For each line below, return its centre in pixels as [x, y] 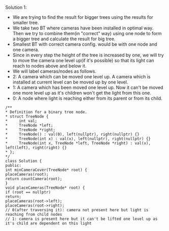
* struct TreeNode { [27, 117]
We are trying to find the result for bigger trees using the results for [83, 17]
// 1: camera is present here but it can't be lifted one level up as [81, 219]
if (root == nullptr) [28, 192]
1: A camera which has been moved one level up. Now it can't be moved [88, 88]
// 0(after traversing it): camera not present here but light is [77, 210]
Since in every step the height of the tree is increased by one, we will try [88, 55]
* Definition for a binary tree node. [46, 112]
